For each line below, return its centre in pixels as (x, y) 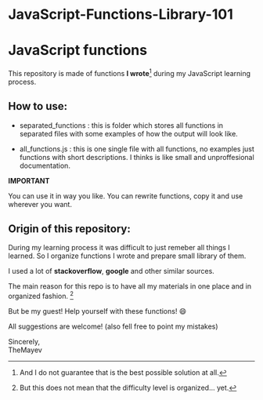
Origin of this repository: (69, 229)
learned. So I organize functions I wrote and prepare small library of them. (127, 256)
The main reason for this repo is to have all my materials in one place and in (130, 286)
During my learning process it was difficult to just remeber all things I (119, 248)
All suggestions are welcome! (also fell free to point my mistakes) (113, 326)
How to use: (38, 106)
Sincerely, (24, 342)
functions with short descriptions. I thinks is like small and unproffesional (137, 157)
